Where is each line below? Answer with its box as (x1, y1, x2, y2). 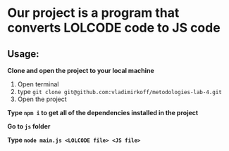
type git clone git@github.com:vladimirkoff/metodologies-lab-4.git (17, 88, 222, 96)
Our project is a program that (7, 5, 180, 21)
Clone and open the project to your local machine (7, 67, 155, 74)
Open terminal (17, 80, 59, 88)
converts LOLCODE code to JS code (7, 20, 221, 36)
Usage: (7, 48, 40, 60)
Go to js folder (7, 122, 51, 131)
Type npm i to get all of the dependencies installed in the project (7, 109, 199, 117)
